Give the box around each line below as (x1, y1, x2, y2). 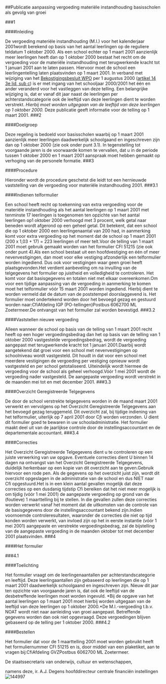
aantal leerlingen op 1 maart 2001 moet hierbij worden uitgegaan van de (5, 598, 151, 604)
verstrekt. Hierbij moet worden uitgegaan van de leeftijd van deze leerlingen (5, 102, 161, 107)
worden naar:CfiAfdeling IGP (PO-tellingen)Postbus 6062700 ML (5, 302, 137, 307)
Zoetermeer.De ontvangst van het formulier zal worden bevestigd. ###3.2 (5, 307, 156, 313)
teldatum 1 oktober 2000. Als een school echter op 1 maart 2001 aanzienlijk (5, 49, 158, 55)
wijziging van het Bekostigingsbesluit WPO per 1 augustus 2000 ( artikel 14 (5, 75, 156, 81)
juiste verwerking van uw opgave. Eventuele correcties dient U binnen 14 (5, 454, 154, 460)
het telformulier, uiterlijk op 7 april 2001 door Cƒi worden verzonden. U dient (5, 414, 159, 420)
